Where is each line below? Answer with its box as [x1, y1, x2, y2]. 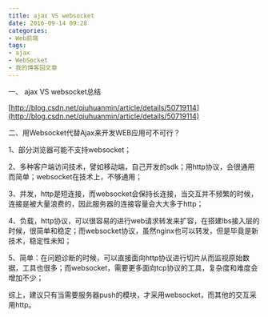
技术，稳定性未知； [8, 235, 72, 245]
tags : [8, 42, 26, 50]
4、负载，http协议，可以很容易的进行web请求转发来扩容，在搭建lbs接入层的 [8, 215, 260, 225]
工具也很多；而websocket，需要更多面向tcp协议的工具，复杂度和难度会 [22, 263, 258, 272]
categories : [8, 26, 48, 34]
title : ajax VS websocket [8, 11, 94, 20]
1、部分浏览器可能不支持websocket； [8, 145, 132, 154]
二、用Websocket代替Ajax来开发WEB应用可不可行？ [8, 127, 181, 137]
